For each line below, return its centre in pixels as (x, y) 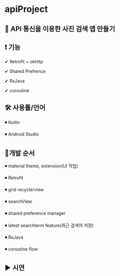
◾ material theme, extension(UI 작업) (41, 166)
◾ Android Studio (22, 134)
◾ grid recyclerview (24, 190)
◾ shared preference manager (35, 213)
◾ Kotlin (12, 123)
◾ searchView (18, 202)
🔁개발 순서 (20, 153)
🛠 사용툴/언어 (25, 107)
